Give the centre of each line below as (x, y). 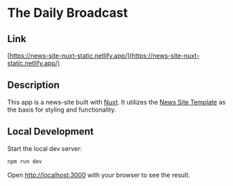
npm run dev (25, 161)
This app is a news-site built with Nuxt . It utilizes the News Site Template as (116, 102)
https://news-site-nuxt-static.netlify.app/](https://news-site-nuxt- (105, 55)
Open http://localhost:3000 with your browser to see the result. (99, 175)
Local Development (51, 132)
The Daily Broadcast (68, 13)
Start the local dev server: (45, 148)
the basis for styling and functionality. (62, 109)
